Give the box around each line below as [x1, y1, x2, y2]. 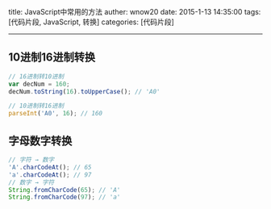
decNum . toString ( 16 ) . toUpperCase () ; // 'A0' [8, 87, 161, 95]
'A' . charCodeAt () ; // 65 [8, 163, 92, 171]
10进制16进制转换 [8, 51, 95, 65]
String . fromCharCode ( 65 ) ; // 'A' [8, 186, 121, 194]
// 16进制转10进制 [8, 72, 65, 81]
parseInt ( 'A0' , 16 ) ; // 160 [8, 110, 103, 118]
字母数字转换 [8, 134, 73, 148]
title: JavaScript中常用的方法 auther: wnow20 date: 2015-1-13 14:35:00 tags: [8, 7, 261, 16]
